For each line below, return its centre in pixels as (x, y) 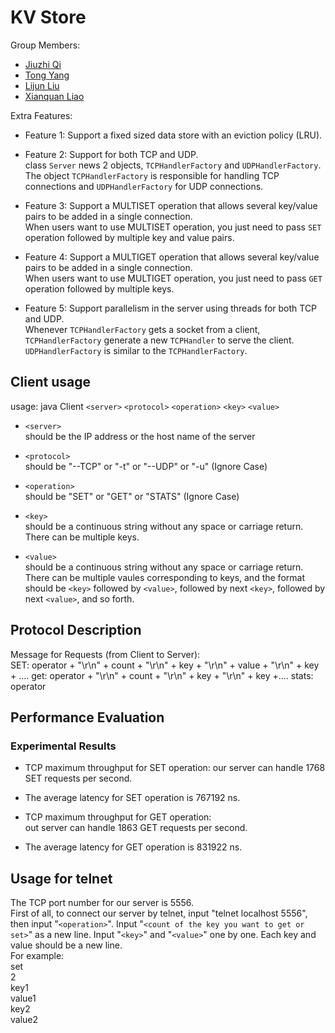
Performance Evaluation (87, 717)
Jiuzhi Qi (43, 64)
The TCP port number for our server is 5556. (102, 903)
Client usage (50, 382)
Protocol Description (76, 630)
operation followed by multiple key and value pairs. (129, 237)
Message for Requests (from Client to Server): (105, 654)
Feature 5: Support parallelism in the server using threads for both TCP (171, 308)
